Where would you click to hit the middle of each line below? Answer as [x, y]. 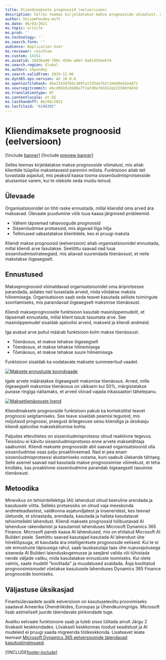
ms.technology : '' [24, 38]
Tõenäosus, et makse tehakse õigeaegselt [55, 341]
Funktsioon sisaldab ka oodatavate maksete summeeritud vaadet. [72, 362]
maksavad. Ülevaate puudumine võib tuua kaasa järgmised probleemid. [78, 213]
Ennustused [24, 275]
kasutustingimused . [25, 643]
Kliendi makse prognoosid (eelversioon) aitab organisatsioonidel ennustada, [82, 243]
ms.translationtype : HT [30, 93]
